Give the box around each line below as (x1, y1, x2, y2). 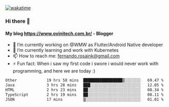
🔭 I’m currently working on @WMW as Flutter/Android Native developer (12, 41, 163, 48)
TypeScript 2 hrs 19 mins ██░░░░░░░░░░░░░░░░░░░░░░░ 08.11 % (5, 92, 164, 97)
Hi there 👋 (5, 17, 31, 25)
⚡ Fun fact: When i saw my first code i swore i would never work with (12, 60, 159, 67)
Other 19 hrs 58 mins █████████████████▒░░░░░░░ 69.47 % (5, 78, 164, 83)
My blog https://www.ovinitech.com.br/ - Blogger (5, 30, 114, 36)
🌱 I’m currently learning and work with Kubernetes (12, 47, 119, 53)
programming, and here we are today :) (12, 68, 96, 74)
